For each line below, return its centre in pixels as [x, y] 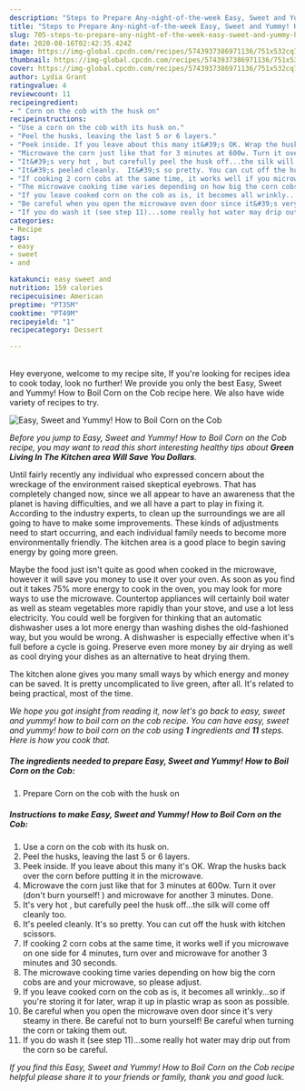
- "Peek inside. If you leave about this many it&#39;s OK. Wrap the [144, 145]
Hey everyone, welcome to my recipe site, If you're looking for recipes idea [150, 374]
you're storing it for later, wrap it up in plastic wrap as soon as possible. [156, 1002]
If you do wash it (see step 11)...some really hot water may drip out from [156, 1040]
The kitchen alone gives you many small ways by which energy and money [149, 675]
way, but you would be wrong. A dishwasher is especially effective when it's [152, 637]
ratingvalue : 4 [38, 85]
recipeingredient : [44, 102]
